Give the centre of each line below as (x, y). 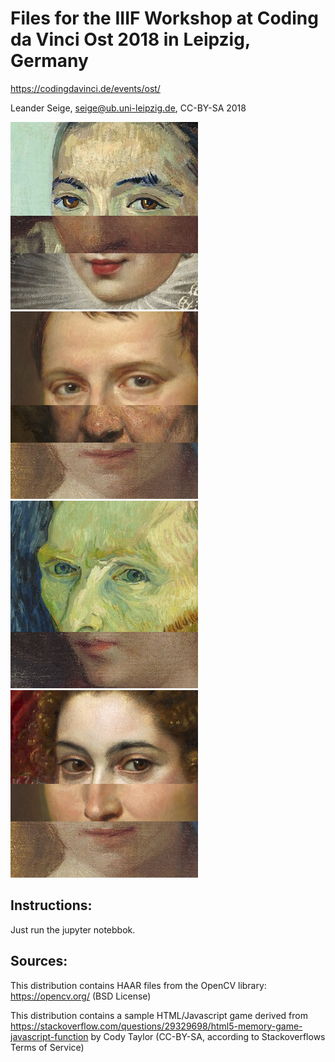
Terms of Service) (47, 1047)
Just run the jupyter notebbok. (73, 929)
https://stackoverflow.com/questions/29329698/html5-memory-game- (156, 1026)
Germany (49, 61)
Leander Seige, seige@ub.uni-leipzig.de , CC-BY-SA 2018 (128, 108)
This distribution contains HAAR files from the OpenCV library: (138, 985)
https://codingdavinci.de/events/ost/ (85, 88)
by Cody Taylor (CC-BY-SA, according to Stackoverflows (208, 1036)
